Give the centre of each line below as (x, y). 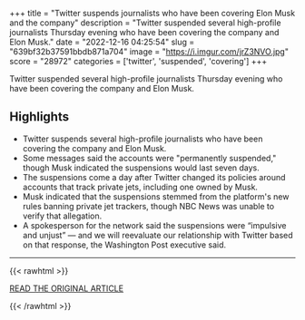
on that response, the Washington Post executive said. (124, 245)
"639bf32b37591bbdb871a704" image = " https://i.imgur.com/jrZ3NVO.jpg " (149, 52)
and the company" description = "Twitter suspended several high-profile (145, 23)
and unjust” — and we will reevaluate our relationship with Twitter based (157, 235)
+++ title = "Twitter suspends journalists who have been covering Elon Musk (152, 13)
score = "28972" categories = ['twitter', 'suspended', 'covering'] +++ (138, 61)
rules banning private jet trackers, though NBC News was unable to (148, 206)
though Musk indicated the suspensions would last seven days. (141, 168)
